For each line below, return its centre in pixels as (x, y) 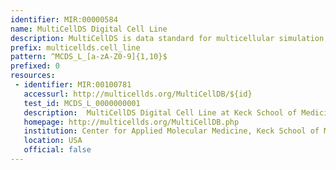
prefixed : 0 (35, 66)
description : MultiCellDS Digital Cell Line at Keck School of (160, 112)
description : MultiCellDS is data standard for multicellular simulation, (169, 38)
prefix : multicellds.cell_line (75, 47)
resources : (33, 76)
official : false (57, 150)
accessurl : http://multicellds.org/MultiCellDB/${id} (138, 94)
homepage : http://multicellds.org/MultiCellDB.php (131, 122)
